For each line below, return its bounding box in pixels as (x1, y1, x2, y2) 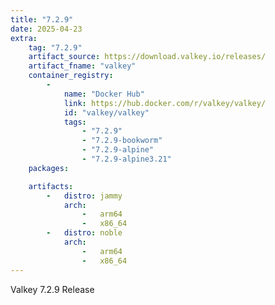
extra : (10, 33, 38, 43)
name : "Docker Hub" (63, 89, 145, 99)
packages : (28, 163, 70, 173)
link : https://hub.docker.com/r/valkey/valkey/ (63, 98, 267, 108)
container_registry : (28, 71, 114, 81)
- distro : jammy (46, 191, 123, 201)
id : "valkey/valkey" (63, 107, 150, 118)
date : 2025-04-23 (10, 24, 83, 34)
